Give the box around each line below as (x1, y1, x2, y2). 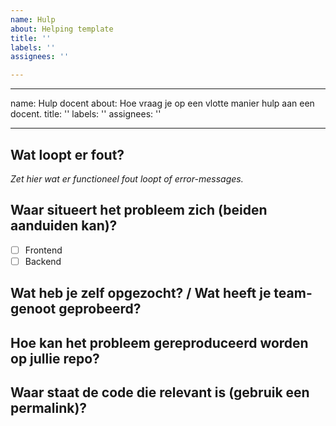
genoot (10, 301, 57, 318)
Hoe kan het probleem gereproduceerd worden (10, 334, 309, 351)
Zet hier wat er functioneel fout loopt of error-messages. (10, 172, 244, 185)
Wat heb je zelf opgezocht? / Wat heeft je (10, 285, 272, 302)
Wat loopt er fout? (10, 146, 125, 163)
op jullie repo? (10, 350, 100, 367)
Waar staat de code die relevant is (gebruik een (10, 384, 310, 401)
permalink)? (10, 400, 88, 417)
